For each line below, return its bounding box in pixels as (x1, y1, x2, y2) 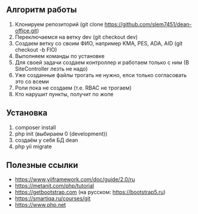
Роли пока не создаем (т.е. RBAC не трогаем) (14, 84, 132, 91)
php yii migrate (14, 143, 52, 150)
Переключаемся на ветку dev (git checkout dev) (14, 33, 138, 41)
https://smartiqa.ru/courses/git (14, 195, 91, 202)
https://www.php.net (14, 201, 66, 209)
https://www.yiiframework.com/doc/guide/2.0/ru (14, 176, 136, 183)
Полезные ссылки (6, 160, 78, 170)
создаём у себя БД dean (14, 136, 78, 143)
